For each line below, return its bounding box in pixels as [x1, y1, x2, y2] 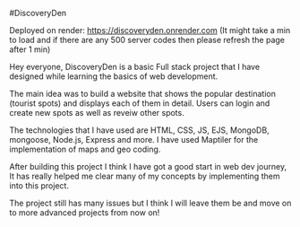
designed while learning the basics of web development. [9, 71, 219, 82]
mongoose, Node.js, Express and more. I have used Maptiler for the [9, 135, 259, 144]
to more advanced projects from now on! [9, 207, 160, 218]
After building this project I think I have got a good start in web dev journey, [9, 162, 287, 171]
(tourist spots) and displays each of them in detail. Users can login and [9, 98, 270, 109]
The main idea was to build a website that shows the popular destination [9, 89, 276, 99]
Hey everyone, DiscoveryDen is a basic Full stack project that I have [9, 62, 261, 72]
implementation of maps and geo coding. [9, 144, 161, 154]
